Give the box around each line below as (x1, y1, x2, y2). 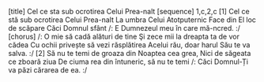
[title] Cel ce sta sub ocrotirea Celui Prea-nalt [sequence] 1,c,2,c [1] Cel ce (8, 7, 251, 16)
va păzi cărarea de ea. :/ (8, 65, 88, 74)
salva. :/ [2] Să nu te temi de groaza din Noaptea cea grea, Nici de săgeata (8, 49, 251, 58)
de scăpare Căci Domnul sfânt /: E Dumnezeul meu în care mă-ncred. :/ (8, 24, 241, 32)
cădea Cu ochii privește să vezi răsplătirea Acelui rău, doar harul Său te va (8, 40, 251, 50)
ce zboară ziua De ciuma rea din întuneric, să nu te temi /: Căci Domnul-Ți (8, 57, 249, 66)
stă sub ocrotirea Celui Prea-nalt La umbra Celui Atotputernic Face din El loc (8, 15, 257, 24)
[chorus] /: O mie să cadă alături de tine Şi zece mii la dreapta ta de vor (8, 32, 239, 41)
